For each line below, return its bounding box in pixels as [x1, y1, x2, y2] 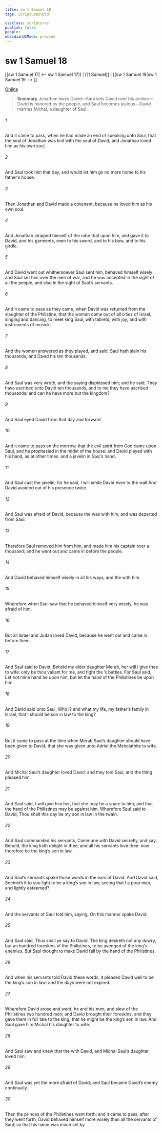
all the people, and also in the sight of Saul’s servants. [5, 280, 113, 286]
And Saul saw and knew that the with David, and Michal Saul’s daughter [5, 1048, 149, 1054]
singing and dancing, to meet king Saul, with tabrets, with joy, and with [5, 316, 147, 322]
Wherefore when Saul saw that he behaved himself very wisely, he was [5, 601, 148, 606]
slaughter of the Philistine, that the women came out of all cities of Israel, [5, 312, 152, 317]
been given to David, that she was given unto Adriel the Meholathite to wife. [5, 743, 157, 748]
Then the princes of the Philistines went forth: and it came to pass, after [5, 1111, 149, 1117]
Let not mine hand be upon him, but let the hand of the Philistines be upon [5, 674, 154, 680]
